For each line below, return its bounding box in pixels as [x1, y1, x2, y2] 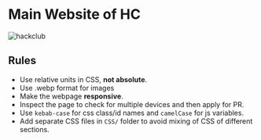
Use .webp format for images [19, 83, 115, 92]
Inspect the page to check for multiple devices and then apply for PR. [19, 99, 244, 109]
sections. [19, 124, 50, 134]
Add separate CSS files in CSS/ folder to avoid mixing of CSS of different [19, 116, 253, 126]
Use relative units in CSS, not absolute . [19, 74, 148, 84]
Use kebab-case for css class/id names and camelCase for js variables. [19, 108, 244, 117]
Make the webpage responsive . [19, 92, 123, 101]
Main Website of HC [8, 5, 142, 23]
